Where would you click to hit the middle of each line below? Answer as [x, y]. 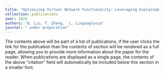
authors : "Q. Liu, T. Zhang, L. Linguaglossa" [55, 23]
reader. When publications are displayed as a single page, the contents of [80, 57]
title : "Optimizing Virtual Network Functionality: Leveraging [71, 9]
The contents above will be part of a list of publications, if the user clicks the [82, 41]
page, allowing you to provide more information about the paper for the [77, 52]
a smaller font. [20, 67]
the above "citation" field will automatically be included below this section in [82, 62]
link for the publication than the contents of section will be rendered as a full [82, 47]
